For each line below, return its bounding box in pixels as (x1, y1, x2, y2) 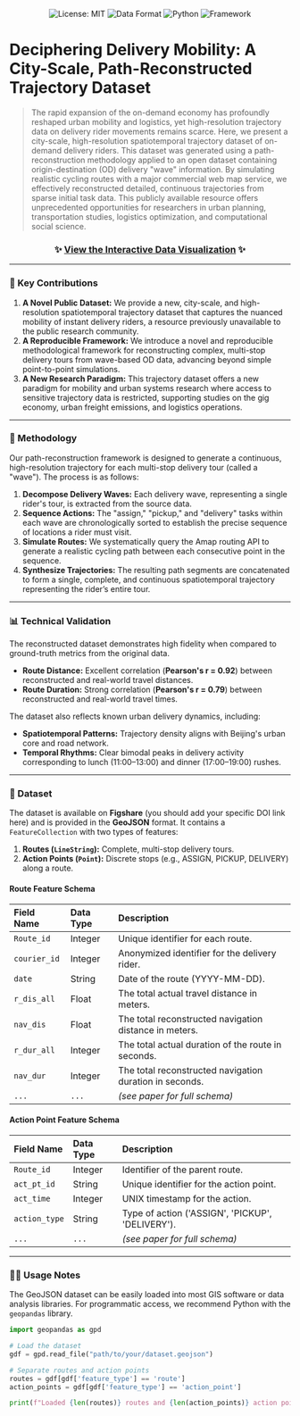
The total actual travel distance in (118, 987, 257, 999)
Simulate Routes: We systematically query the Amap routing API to (21, 536, 270, 546)
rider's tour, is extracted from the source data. (21, 498, 192, 509)
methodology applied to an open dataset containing (87, 154, 278, 165)
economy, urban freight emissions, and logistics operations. (21, 402, 243, 412)
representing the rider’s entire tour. (21, 583, 151, 594)
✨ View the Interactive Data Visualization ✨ (54, 243, 246, 255)
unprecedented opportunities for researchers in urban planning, (30, 202, 266, 212)
